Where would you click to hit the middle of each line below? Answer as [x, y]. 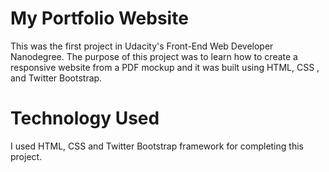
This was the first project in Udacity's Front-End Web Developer [142, 46]
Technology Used [85, 118]
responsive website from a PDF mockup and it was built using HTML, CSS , [165, 67]
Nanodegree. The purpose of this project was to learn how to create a [154, 56]
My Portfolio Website [99, 18]
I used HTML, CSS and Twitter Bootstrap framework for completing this [157, 146]
